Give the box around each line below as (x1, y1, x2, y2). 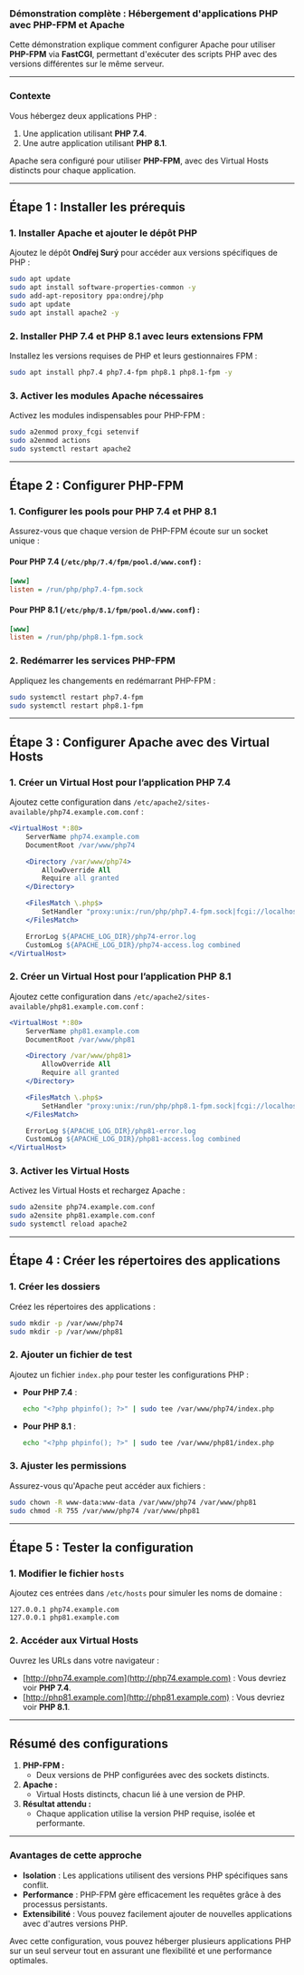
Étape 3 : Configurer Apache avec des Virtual (9, 734, 270, 750)
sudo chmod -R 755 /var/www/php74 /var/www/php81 (9, 1506, 201, 1515)
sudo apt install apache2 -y (9, 308, 119, 318)
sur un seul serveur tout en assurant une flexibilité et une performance (9, 1945, 272, 1956)
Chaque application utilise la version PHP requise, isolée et (35, 1808, 256, 1819)
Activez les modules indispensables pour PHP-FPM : (9, 410, 205, 421)
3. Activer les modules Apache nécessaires (9, 389, 204, 402)
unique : (9, 535, 40, 546)
